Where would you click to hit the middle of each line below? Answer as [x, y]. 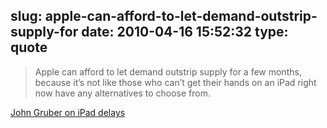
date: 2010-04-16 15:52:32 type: [185, 32]
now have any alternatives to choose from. [122, 93]
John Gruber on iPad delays [68, 112]
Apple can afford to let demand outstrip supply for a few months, [168, 71]
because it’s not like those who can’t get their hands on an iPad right [175, 82]
